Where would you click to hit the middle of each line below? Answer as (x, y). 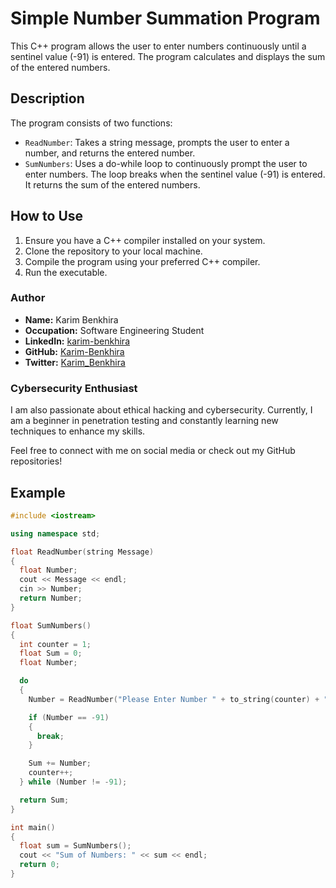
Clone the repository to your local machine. (113, 251)
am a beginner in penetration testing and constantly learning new (144, 421)
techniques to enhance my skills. (78, 431)
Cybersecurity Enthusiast (74, 388)
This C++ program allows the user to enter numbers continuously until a (158, 46)
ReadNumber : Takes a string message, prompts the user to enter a (157, 142)
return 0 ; (39, 865)
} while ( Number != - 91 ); (73, 782)
